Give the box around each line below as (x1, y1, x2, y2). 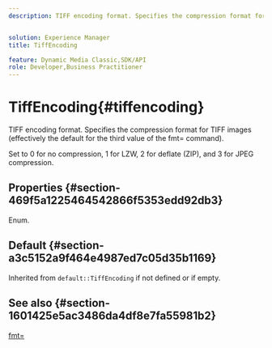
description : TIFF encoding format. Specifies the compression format (8, 11, 252, 20)
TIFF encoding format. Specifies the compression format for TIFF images (8, 125, 253, 134)
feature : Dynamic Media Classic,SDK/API (8, 56, 147, 64)
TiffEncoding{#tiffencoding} (8, 98, 205, 117)
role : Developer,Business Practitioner (8, 63, 143, 71)
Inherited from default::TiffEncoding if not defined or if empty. (8, 273, 221, 282)
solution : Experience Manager (8, 33, 111, 41)
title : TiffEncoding (8, 41, 79, 49)
